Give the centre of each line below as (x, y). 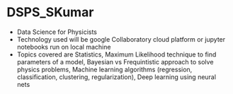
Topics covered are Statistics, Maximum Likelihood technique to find (116, 54)
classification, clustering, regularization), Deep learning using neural (116, 77)
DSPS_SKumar (50, 12)
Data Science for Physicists (57, 32)
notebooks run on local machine (64, 47)
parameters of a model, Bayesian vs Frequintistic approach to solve (115, 61)
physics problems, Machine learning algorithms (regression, (104, 69)
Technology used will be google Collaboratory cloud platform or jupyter (121, 39)
